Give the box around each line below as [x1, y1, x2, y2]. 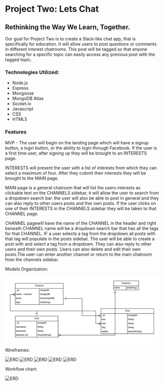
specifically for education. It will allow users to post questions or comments [5, 41, 157, 47]
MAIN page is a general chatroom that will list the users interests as [5, 184, 141, 190]
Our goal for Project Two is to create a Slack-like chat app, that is [5, 36, 136, 42]
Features [5, 129, 27, 136]
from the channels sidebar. [5, 256, 59, 262]
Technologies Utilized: [5, 68, 60, 75]
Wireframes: [5, 347, 30, 353]
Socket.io [12, 101, 32, 107]
